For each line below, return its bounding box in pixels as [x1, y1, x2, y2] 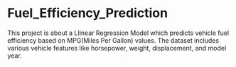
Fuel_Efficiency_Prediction [7, 5, 168, 21]
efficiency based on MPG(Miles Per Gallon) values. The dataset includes [7, 36, 219, 44]
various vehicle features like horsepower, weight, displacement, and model [7, 43, 227, 52]
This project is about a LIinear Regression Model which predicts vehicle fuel [7, 29, 230, 37]
